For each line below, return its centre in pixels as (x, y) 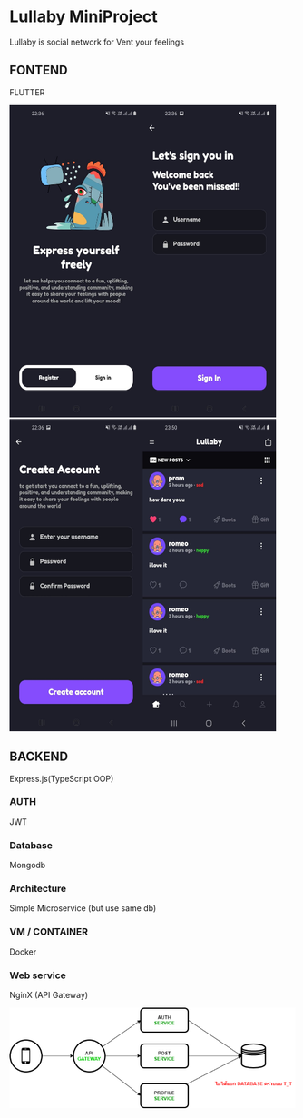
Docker (23, 952)
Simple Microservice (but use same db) (83, 908)
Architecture (38, 889)
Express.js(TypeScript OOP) (62, 778)
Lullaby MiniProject (84, 17)
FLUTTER (27, 92)
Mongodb (28, 866)
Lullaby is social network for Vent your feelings (97, 42)
